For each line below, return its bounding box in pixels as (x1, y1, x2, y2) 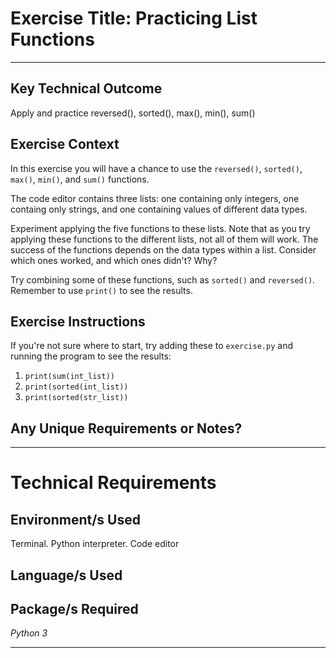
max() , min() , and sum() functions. (10, 173, 150, 185)
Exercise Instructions (10, 313, 146, 330)
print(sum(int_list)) (24, 372, 115, 382)
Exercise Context (10, 136, 120, 153)
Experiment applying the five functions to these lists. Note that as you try (10, 222, 311, 234)
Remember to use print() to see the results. (10, 284, 193, 296)
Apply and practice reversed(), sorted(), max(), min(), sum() (10, 107, 256, 119)
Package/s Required (10, 600, 139, 617)
